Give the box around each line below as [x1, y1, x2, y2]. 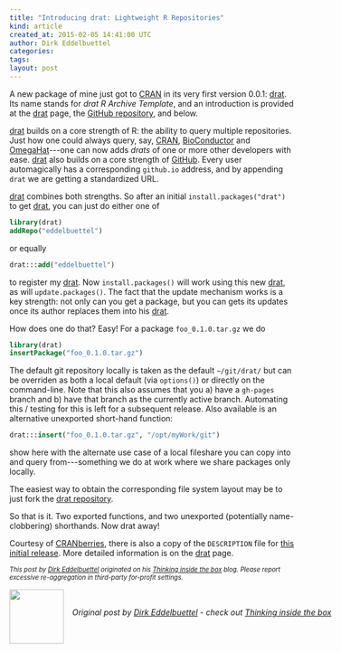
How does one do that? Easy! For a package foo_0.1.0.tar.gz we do [9, 323, 266, 334]
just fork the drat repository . [9, 494, 114, 505]
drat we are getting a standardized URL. [9, 173, 159, 184]
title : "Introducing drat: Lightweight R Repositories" [9, 13, 224, 23]
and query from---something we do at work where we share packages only [9, 457, 291, 468]
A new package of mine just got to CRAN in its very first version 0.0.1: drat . [9, 88, 288, 99]
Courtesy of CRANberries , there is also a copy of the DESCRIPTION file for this [9, 538, 295, 549]
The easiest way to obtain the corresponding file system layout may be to [9, 484, 283, 495]
